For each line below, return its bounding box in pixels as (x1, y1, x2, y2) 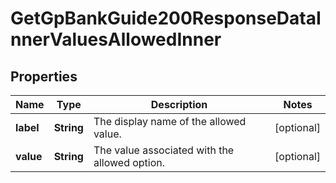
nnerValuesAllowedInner (10, 28, 222, 51)
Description (150, 98, 208, 111)
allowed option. (93, 156, 166, 169)
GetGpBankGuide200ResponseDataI (10, 7, 322, 30)
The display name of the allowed (93, 115, 247, 128)
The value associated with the (93, 143, 235, 157)
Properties (10, 68, 78, 85)
